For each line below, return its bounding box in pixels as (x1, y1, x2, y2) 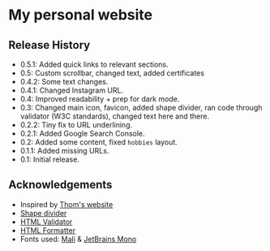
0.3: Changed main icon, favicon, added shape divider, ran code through (19, 103, 263, 112)
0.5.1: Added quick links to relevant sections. (19, 59, 169, 69)
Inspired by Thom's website (19, 199, 114, 209)
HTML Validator (19, 217, 73, 227)
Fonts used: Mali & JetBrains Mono (19, 234, 137, 244)
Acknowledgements (8, 178, 113, 192)
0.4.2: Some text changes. (19, 77, 109, 86)
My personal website (8, 6, 153, 24)
